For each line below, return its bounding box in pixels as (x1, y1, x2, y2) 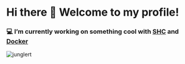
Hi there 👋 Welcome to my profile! (6, 5, 180, 19)
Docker (6, 37, 29, 46)
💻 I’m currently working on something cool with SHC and (6, 27, 180, 36)
